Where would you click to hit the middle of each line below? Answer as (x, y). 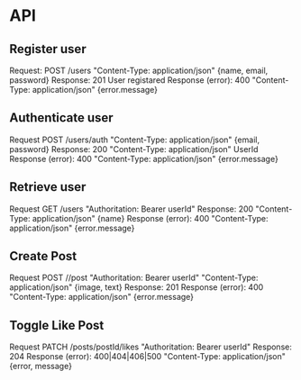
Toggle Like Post (57, 325)
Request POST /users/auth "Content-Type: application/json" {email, (134, 140)
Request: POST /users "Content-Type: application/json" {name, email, (139, 70)
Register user (48, 49)
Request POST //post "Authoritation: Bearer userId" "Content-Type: (134, 278)
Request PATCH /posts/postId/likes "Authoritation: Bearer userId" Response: (151, 347)
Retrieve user (48, 187)
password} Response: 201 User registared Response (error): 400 (130, 80)
